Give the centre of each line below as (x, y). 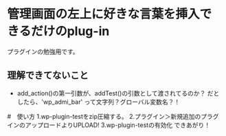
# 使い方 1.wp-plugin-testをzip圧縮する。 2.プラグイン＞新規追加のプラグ (113, 116)
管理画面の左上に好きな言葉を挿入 (104, 14)
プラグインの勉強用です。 (43, 52)
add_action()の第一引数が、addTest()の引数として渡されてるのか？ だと (118, 93)
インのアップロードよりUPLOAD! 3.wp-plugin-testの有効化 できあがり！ (109, 125)
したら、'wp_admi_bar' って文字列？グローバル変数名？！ (99, 102)
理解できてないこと (48, 75)
